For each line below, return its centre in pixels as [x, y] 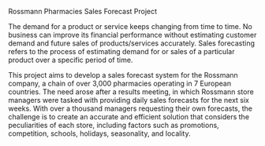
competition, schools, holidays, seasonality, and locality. [99, 133]
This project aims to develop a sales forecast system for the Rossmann [123, 75]
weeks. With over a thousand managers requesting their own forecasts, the [130, 108]
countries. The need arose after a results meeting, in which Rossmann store [131, 92]
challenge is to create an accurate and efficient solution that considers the [129, 117]
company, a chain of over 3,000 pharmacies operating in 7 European [119, 83]
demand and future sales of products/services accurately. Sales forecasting [131, 43]
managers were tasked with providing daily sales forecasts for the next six [129, 100]
